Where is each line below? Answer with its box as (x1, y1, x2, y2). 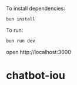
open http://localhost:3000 (6, 48, 72, 55)
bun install (6, 16, 35, 22)
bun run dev (6, 38, 35, 44)
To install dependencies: (6, 5, 66, 12)
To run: (6, 26, 24, 34)
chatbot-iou (6, 69, 66, 82)
